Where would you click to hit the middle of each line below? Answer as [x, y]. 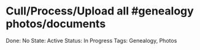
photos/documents [56, 24]
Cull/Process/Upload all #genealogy [100, 11]
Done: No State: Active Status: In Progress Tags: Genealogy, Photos [91, 40]
